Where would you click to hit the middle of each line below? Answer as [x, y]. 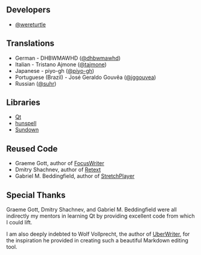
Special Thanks [36, 195]
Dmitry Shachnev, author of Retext [58, 170]
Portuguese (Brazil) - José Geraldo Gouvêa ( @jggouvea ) [85, 77]
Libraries [23, 103]
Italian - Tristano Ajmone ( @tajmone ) [61, 64]
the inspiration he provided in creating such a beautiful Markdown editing [97, 241]
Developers [28, 10]
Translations [30, 44]
